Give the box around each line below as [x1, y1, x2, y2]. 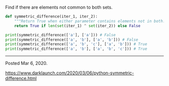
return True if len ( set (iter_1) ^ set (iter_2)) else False [14, 23, 141, 28]
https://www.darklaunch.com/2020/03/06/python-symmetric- [5, 70, 134, 76]
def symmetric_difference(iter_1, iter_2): [5, 14, 98, 19]
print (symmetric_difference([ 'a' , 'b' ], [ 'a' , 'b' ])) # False [5, 37, 138, 42]
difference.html [5, 75, 37, 81]
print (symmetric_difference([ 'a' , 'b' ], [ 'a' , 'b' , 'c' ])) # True [5, 46, 147, 52]
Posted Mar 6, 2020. [5, 60, 48, 66]
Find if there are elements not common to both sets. [5, 5, 113, 10]
